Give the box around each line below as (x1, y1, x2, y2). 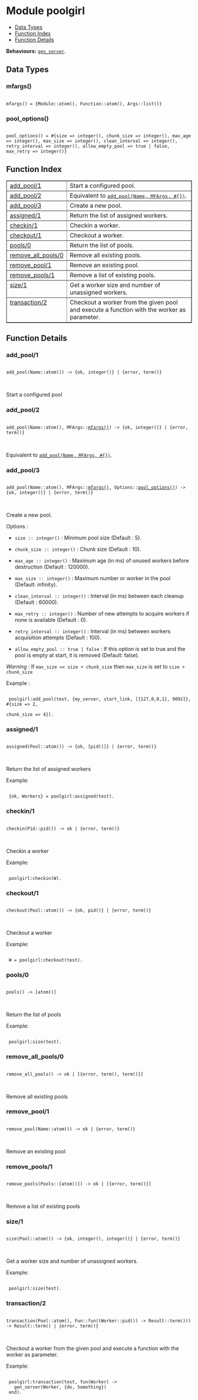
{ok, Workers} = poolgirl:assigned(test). (8, 793, 115, 799)
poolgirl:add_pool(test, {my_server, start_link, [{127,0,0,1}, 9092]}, (8, 696, 192, 702)
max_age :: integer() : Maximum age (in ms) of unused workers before (14, 557, 189, 564)
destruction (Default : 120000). (14, 564, 90, 571)
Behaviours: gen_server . (6, 47, 66, 54)
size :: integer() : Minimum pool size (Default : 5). (14, 534, 141, 541)
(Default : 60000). (14, 599, 59, 606)
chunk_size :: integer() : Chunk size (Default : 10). (14, 546, 141, 553)
